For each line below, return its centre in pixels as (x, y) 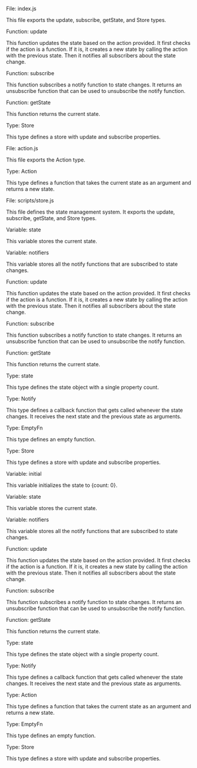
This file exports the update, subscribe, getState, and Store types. (86, 20)
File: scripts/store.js (30, 200)
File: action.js (22, 148)
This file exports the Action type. (46, 160)
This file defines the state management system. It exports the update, (91, 212)
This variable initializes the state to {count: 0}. (62, 485)
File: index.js (21, 9)
